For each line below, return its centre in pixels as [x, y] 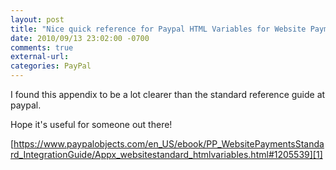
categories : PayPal [51, 66]
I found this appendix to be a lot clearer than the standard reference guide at [168, 94]
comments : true [42, 47]
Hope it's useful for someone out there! [91, 124]
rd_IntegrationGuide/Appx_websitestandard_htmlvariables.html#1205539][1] [166, 154]
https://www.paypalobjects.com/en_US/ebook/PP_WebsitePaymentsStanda [169, 144]
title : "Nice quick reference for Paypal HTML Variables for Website [158, 29]
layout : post [37, 19]
